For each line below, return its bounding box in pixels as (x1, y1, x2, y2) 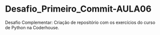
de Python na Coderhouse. (5, 24, 60, 30)
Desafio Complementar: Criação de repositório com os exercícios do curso (5, 19, 156, 25)
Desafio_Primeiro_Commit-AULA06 (5, 3, 152, 15)
